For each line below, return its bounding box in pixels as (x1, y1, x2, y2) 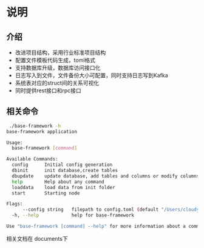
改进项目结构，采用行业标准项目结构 (15, 49, 106, 56)
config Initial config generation (12, 162, 113, 168)
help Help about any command (12, 179, 104, 185)
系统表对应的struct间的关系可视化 (15, 80, 99, 86)
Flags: (6, 201, 23, 207)
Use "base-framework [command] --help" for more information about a (6, 223, 186, 230)
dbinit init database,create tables (12, 168, 118, 174)
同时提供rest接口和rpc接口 (15, 87, 82, 94)
